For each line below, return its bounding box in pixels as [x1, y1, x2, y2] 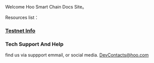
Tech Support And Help [5, 40, 64, 47]
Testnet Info [5, 27, 36, 34]
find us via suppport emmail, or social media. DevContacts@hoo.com [5, 52, 149, 58]
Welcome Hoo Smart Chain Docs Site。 [5, 4, 87, 9]
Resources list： [5, 14, 39, 20]
